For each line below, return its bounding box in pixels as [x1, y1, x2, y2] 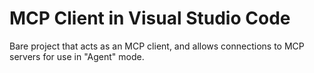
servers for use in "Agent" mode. [9, 50, 145, 62]
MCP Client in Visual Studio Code [9, 7, 291, 30]
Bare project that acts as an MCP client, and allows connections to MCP [9, 40, 305, 52]
